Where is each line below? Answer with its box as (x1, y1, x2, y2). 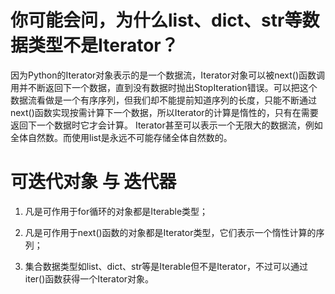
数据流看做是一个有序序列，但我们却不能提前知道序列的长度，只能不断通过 (10, 94, 317, 106)
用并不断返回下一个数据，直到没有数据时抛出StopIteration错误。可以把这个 (10, 81, 318, 93)
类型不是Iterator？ (28, 34, 179, 57)
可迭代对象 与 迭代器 (10, 171, 177, 193)
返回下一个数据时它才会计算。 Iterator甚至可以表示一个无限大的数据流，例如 (10, 119, 323, 131)
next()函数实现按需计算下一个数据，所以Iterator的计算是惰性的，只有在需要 (10, 106, 319, 118)
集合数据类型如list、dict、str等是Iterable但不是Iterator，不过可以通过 (24, 260, 308, 272)
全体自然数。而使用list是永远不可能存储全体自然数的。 (10, 131, 233, 143)
